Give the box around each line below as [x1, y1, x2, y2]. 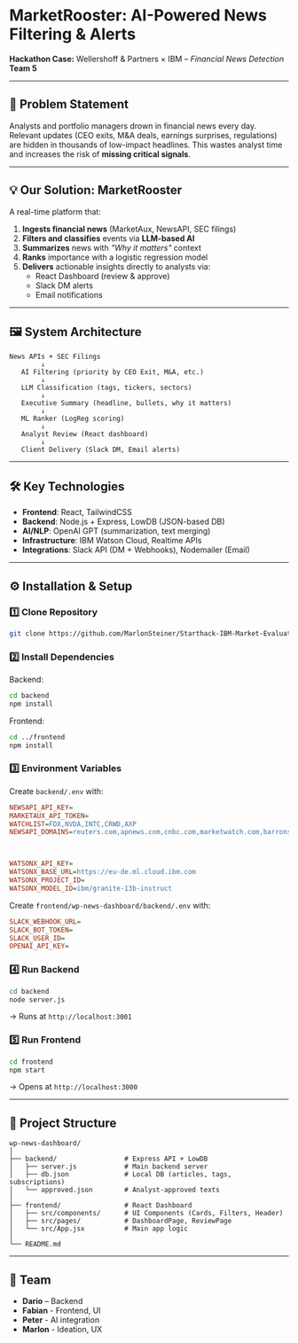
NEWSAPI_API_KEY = [9, 803, 74, 812]
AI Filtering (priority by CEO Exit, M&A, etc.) [20, 368, 204, 377]
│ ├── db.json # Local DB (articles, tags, [9, 1170, 232, 1179]
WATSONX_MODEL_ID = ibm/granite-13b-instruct [9, 884, 173, 893]
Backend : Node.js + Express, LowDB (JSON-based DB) [21, 516, 225, 527]
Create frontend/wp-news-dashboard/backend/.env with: [9, 900, 211, 910]
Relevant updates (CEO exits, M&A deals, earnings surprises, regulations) [9, 129, 278, 140]
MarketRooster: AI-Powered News [9, 5, 268, 26]
